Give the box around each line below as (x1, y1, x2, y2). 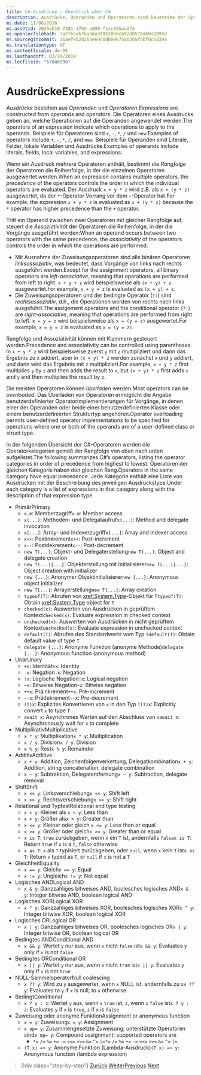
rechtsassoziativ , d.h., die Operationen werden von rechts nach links (14, 298, 184, 305)
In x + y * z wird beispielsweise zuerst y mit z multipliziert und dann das (6, 348, 186, 355)
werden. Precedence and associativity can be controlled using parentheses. (6, 342, 193, 349)
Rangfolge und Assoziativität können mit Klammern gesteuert (6, 335, 157, 342)
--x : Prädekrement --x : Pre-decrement (23, 694, 118, 702)
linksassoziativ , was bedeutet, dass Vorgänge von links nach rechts (14, 260, 182, 267)
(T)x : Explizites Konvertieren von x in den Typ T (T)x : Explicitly (23, 701, 176, 708)
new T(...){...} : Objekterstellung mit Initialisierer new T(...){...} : (23, 561, 188, 568)
